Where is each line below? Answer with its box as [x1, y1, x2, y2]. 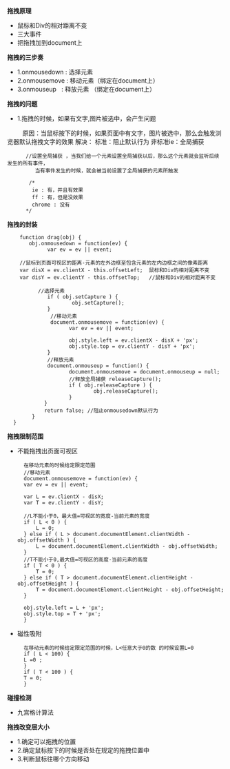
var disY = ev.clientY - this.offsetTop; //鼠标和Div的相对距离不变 [19, 274, 216, 281]
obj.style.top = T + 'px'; [23, 611, 101, 617]
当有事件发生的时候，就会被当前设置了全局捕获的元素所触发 [34, 167, 179, 174]
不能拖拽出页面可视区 [17, 447, 78, 455]
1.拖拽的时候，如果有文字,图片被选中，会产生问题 [17, 114, 156, 123]
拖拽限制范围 [7, 432, 43, 440]
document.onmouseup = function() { [47, 362, 149, 369]
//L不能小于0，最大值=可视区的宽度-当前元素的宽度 [23, 513, 150, 520]
